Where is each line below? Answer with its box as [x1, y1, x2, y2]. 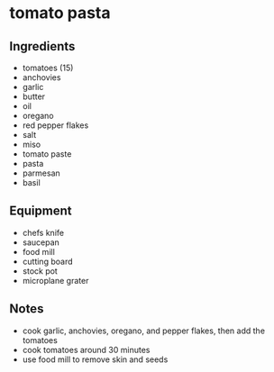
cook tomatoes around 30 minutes [22, 344, 151, 355]
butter [22, 91, 46, 102]
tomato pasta [9, 3, 111, 23]
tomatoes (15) [22, 62, 74, 73]
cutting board [22, 256, 73, 267]
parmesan [22, 168, 60, 178]
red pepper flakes [22, 120, 89, 131]
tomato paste [22, 149, 72, 159]
